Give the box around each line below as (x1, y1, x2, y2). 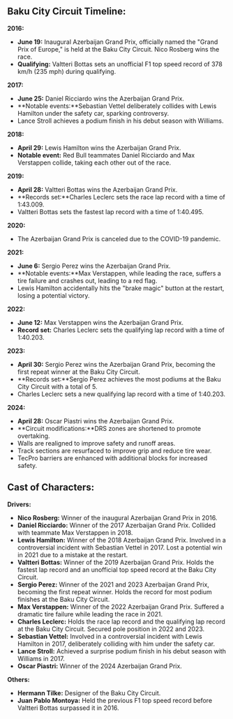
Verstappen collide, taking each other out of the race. (17, 158, 172, 167)
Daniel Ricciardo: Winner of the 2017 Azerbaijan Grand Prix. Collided (17, 521, 216, 529)
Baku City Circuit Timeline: (7, 6, 126, 17)
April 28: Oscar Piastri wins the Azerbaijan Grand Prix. (17, 416, 174, 425)
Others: (7, 675, 30, 683)
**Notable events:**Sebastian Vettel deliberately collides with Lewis (17, 101, 217, 110)
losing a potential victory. (17, 291, 90, 299)
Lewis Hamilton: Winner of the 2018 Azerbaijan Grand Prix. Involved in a (17, 536, 226, 544)
